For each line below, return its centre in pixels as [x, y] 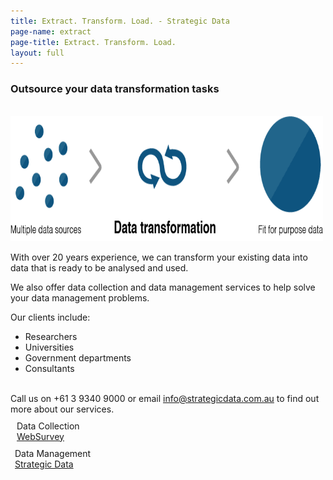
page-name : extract [51, 31]
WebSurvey [40, 436]
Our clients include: [50, 317]
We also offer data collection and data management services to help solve [163, 287]
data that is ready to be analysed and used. [99, 267]
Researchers [51, 336]
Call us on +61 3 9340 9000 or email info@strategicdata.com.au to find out [165, 398]
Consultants [49, 368]
